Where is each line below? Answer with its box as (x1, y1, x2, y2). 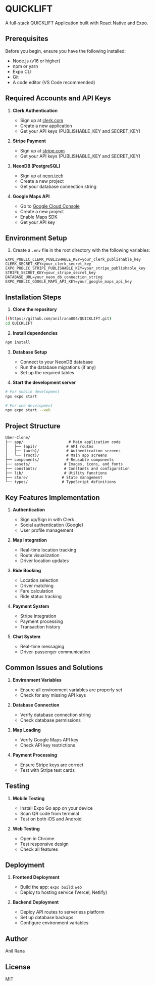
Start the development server (12, 379, 76, 385)
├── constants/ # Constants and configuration (5, 466, 130, 471)
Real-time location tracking (20, 546, 77, 553)
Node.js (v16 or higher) (12, 58, 61, 64)
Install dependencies (12, 330, 58, 336)
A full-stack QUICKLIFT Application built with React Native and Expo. (5, 20, 148, 26)
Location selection (20, 577, 59, 583)
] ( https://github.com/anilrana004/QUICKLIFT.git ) (5, 316, 112, 322)
